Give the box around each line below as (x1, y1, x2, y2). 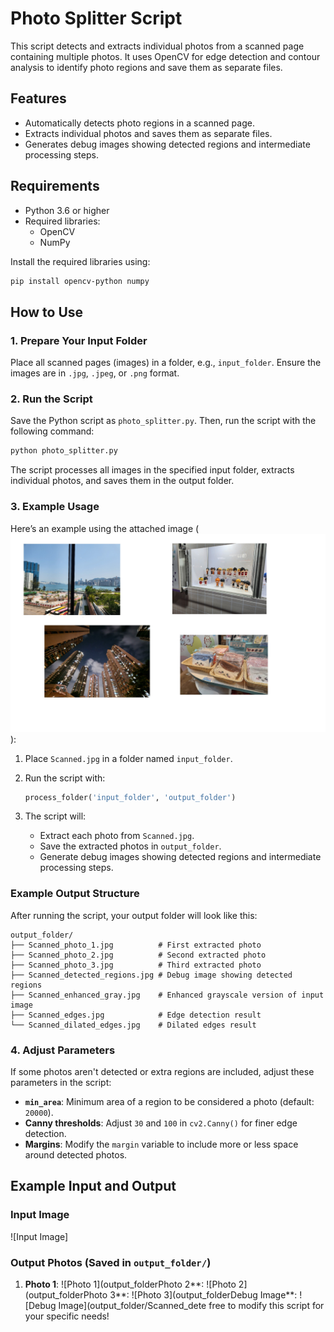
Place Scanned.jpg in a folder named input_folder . (24, 752, 233, 764)
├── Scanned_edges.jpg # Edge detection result (10, 1010, 262, 1020)
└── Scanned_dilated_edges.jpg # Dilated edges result (10, 1020, 257, 1030)
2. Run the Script (10, 392, 93, 406)
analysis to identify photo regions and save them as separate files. (10, 61, 283, 73)
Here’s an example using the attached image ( (10, 522, 200, 534)
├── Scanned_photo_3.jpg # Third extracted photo (10, 960, 262, 970)
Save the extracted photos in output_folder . (39, 840, 222, 852)
